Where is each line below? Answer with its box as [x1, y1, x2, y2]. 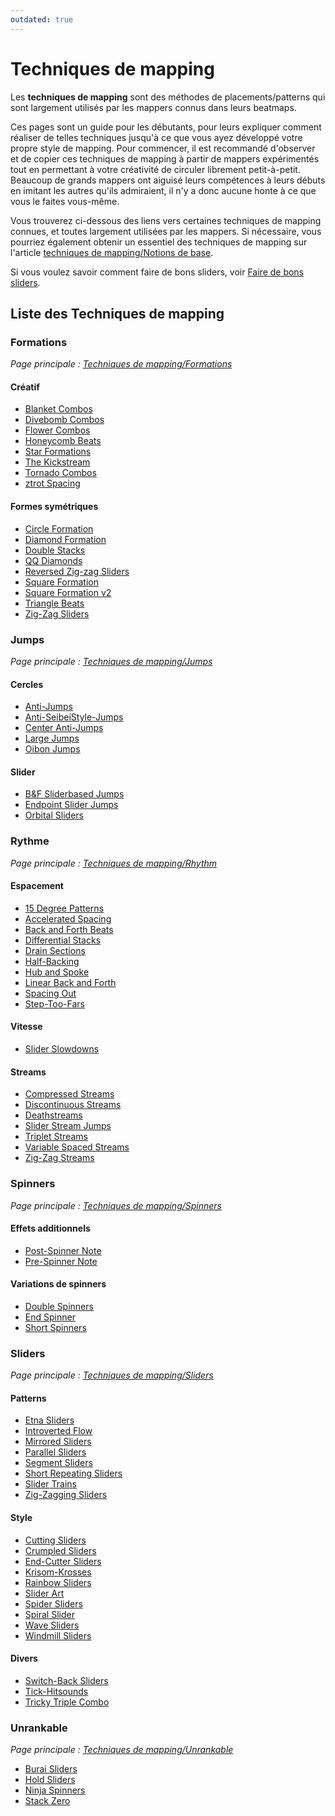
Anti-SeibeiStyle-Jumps [24, 711, 124, 723]
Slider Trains [24, 1478, 77, 1490]
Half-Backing [24, 955, 80, 967]
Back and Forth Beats [24, 923, 114, 935]
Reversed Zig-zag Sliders [24, 565, 130, 577]
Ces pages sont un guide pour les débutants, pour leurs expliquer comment [10, 121, 322, 133]
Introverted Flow [24, 1425, 93, 1437]
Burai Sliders [24, 1763, 78, 1775]
